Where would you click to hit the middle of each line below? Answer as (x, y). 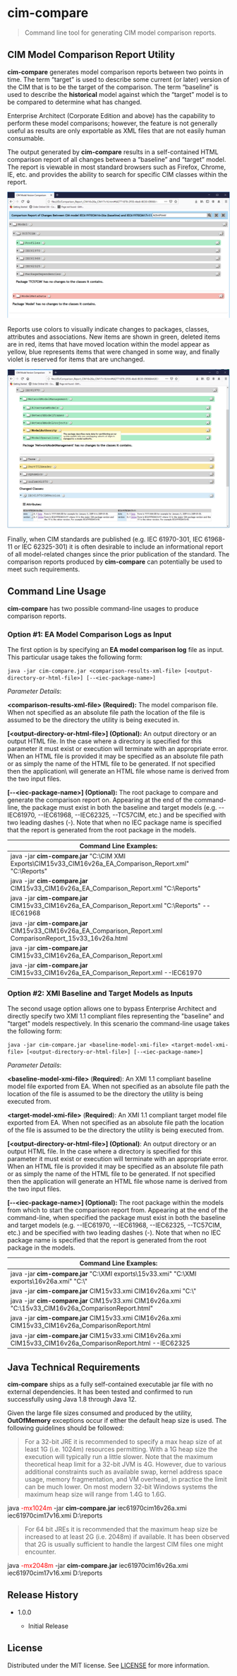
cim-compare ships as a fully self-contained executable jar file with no (110, 1384)
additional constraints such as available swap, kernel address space (123, 1472)
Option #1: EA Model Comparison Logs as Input (90, 634)
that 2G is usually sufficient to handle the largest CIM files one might (124, 1544)
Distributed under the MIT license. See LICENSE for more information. (109, 1665)
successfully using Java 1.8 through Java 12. (72, 1399)
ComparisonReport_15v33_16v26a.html (69, 938)
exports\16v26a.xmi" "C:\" (49, 1281)
